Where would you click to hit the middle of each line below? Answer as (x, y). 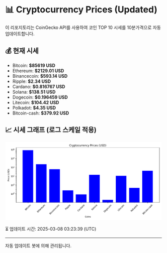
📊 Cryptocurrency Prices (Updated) (81, 10)
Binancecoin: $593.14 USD (40, 76)
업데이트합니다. (20, 33)
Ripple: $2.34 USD (32, 81)
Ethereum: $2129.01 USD (38, 71)
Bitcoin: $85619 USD (34, 65)
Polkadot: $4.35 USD (34, 108)
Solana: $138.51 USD (34, 92)
